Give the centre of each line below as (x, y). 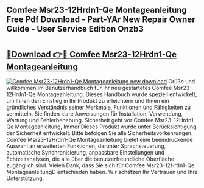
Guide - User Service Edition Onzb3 (75, 29)
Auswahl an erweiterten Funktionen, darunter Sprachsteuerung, (86, 146)
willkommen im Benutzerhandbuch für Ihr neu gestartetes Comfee (89, 88)
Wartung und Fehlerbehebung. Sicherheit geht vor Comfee (80, 120)
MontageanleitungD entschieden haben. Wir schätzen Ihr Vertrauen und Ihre (102, 172)
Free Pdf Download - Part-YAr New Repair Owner (101, 20)
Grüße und (182, 81)
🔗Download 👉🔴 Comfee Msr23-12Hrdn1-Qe (92, 54)
